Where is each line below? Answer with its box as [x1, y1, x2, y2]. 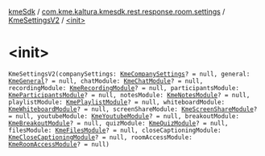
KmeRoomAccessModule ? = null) [8, 140, 110, 148]
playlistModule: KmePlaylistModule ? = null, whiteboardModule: [8, 98, 226, 106]
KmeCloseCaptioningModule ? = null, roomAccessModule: [8, 133, 193, 142]
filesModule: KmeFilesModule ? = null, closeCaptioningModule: [8, 126, 222, 134]
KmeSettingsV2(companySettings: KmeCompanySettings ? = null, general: [8, 70, 251, 78]
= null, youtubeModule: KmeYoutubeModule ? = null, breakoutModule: [8, 112, 240, 120]
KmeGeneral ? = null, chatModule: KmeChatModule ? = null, [8, 76, 204, 85]
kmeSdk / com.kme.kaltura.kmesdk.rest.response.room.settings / [8, 7, 226, 16]
